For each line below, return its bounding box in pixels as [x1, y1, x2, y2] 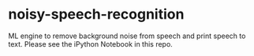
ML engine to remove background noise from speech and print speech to [8, 31, 246, 40]
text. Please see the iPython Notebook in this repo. [8, 39, 174, 48]
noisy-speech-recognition [8, 5, 185, 23]
